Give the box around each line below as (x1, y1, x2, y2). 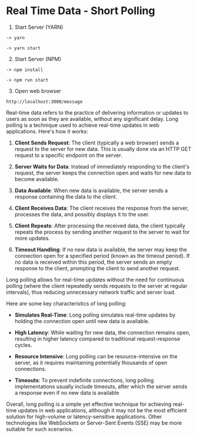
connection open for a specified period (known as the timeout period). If (14, 252, 190, 259)
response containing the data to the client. (14, 193, 118, 200)
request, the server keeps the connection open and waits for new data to (14, 169, 192, 176)
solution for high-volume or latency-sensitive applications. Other (6, 413, 162, 420)
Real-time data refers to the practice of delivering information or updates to (6, 109, 189, 116)
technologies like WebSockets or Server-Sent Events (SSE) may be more (6, 419, 182, 426)
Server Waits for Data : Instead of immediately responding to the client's (14, 163, 190, 170)
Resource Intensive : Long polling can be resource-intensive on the (14, 352, 178, 359)
